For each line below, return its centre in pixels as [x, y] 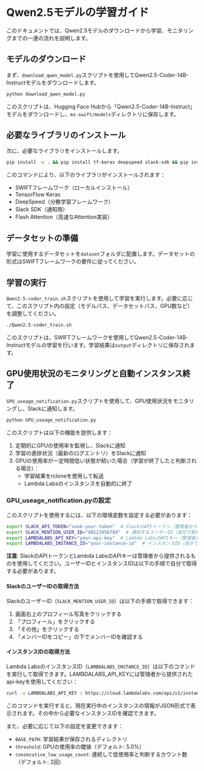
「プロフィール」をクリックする [55, 621]
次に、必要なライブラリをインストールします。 [64, 151]
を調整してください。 [33, 313]
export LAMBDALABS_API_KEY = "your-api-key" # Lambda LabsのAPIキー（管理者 [101, 538]
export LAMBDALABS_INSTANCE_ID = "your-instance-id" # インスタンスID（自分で [102, 543]
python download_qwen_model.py [46, 94]
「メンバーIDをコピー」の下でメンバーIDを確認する [79, 637]
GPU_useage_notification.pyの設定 [59, 501]
